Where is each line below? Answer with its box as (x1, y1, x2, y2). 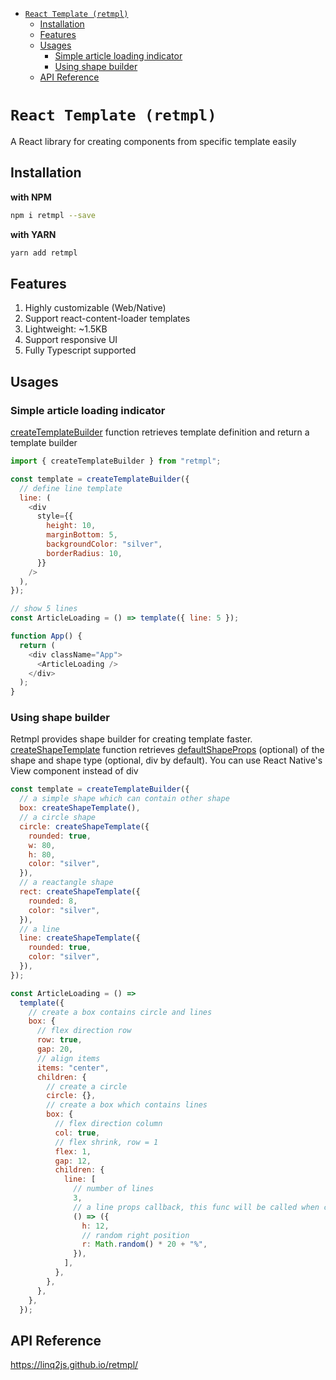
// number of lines (73, 1184, 155, 1194)
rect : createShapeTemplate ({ (19, 887, 141, 897)
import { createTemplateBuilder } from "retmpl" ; (10, 456, 222, 466)
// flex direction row (36, 1026, 132, 1036)
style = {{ (36, 511, 74, 522)
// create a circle (46, 1081, 128, 1092)
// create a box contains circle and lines (28, 1007, 213, 1017)
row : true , (36, 1035, 83, 1045)
